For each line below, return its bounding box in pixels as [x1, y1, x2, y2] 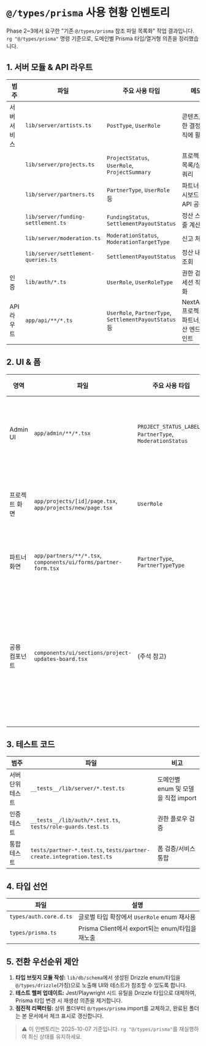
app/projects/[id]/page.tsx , [34, 496, 118, 505]
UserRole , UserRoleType [106, 278, 174, 286]
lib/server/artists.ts [25, 122, 92, 129]
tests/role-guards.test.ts [30, 824, 109, 830]
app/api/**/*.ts [25, 317, 73, 324]
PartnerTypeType [137, 561, 185, 569]
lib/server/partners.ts [25, 191, 95, 198]
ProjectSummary [106, 168, 151, 176]
